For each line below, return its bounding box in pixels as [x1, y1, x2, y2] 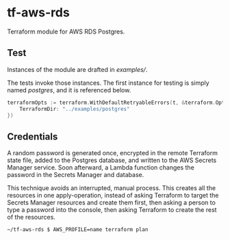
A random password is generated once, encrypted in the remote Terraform [7, 149, 218, 157]
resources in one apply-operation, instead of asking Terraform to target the [7, 191, 219, 200]
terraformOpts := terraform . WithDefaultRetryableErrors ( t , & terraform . [7, 99, 216, 106]
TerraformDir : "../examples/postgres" [19, 105, 130, 112]
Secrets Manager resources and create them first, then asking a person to [7, 198, 216, 206]
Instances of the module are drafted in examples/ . [7, 65, 148, 73]
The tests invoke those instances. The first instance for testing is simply [7, 79, 210, 87]
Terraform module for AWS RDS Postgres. [7, 27, 125, 36]
